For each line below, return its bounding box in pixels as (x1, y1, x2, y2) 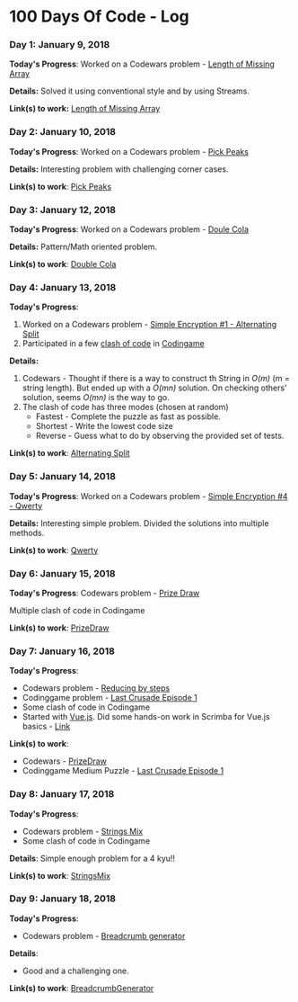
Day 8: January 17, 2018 (9, 788, 115, 801)
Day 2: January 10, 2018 (9, 126, 117, 139)
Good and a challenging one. (22, 965, 129, 976)
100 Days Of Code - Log (9, 6, 190, 27)
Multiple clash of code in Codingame (9, 604, 145, 615)
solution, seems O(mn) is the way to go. (22, 392, 170, 403)
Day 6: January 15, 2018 (9, 567, 117, 579)
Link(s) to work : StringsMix (9, 870, 110, 881)
